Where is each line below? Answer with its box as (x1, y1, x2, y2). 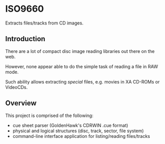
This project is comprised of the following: (5, 112, 94, 119)
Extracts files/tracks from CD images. (5, 20, 84, 26)
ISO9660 (5, 3, 44, 15)
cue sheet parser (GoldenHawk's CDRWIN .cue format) (12, 122, 128, 128)
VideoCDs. (5, 84, 28, 90)
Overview (5, 99, 37, 107)
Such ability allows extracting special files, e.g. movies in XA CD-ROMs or (5, 78, 160, 84)
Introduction (5, 35, 46, 43)
